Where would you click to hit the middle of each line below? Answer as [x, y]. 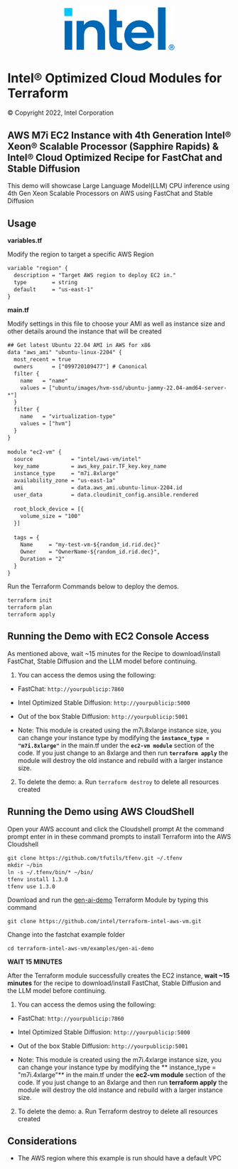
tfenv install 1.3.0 [38, 879]
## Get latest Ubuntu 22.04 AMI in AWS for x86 [79, 345]
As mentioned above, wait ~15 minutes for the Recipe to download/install [114, 653]
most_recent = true [43, 360]
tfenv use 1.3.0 [31, 886]
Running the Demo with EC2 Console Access [108, 637]
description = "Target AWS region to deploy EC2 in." [95, 276]
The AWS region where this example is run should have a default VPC [119, 1158]
